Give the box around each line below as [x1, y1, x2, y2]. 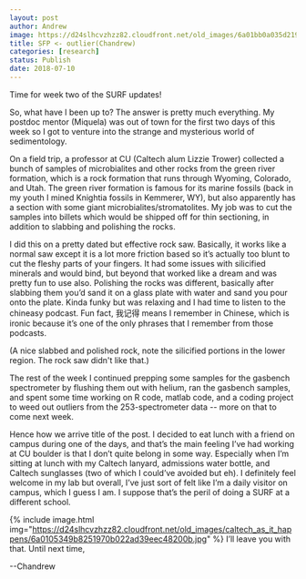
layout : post [9, 13, 59, 23]
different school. [9, 496, 71, 507]
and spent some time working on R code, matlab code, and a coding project [9, 391, 294, 402]
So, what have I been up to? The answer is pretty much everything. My [9, 107, 275, 117]
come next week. [9, 411, 75, 422]
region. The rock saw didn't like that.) [9, 354, 150, 365]
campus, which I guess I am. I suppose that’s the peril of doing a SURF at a [9, 486, 290, 497]
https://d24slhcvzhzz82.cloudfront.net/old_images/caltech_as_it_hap [32, 523, 292, 534]
